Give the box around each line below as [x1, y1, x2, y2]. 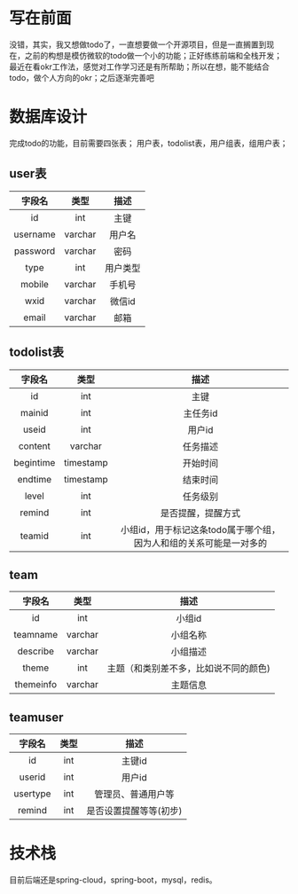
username [13, 228, 56, 240]
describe [17, 645, 55, 657]
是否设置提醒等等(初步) [86, 804, 183, 817]
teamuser [9, 710, 64, 725]
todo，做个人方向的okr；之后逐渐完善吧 [9, 72, 155, 82]
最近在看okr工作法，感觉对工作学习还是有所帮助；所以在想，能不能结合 [9, 61, 271, 72]
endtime [17, 473, 51, 485]
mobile [20, 278, 49, 290]
